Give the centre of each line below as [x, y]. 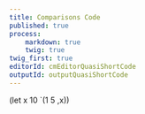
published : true [39, 26]
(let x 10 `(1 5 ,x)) [39, 100]
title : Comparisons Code [55, 17]
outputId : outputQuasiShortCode [69, 75]
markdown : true [53, 42]
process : [25, 34]
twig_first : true [41, 58]
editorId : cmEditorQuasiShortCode [73, 67]
